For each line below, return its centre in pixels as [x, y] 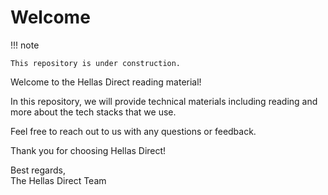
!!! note [25, 45]
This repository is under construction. [96, 63]
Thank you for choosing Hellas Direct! [88, 150]
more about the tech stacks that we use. [93, 112]
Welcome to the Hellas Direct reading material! [106, 82]
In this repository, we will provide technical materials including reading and [164, 101]
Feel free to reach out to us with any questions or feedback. [133, 131]
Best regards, [38, 170]
